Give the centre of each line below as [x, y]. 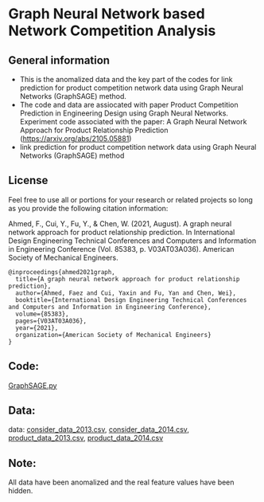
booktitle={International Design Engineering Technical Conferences [131, 300]
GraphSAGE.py [33, 385]
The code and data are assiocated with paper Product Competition [129, 105]
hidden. [21, 491]
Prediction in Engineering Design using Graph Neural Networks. [124, 113]
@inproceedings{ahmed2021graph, [62, 272]
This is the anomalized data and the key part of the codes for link [126, 79]
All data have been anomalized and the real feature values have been [121, 482]
